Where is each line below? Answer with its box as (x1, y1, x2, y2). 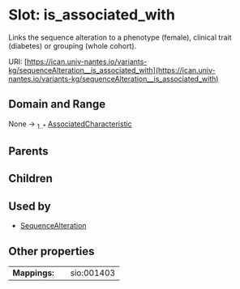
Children (8, 172, 53, 185)
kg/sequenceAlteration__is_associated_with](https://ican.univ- (8, 65, 216, 74)
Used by (8, 199, 51, 213)
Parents (8, 144, 49, 158)
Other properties (8, 244, 95, 258)
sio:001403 (70, 267, 116, 278)
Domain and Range (8, 97, 106, 111)
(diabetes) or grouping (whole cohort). (8, 40, 137, 50)
